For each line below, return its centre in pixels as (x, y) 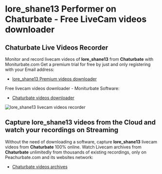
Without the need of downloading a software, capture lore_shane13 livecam (81, 141)
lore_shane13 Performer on (61, 9)
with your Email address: (30, 70)
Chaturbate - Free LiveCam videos (76, 19)
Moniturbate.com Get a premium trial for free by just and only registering (78, 64)
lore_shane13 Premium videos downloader (54, 79)
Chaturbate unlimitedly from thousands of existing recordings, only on (76, 152)
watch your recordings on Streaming (62, 130)
